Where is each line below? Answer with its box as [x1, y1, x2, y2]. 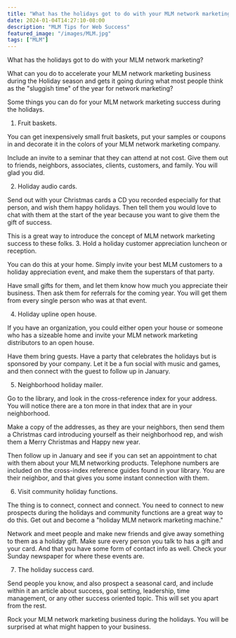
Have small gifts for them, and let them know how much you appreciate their [7, 282, 228, 290]
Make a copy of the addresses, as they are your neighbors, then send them [7, 423, 225, 431]
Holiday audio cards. [17, 182, 77, 190]
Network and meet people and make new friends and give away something [7, 530, 225, 538]
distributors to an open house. [7, 339, 95, 347]
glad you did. [7, 169, 46, 177]
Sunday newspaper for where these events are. [7, 552, 145, 561]
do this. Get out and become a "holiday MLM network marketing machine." [7, 516, 223, 524]
